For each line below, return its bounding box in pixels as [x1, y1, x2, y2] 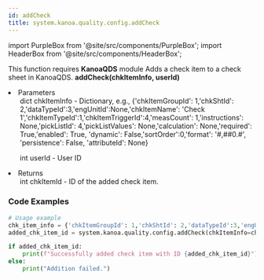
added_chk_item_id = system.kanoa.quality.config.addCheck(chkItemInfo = [8, 229, 251, 237]
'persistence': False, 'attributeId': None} [19, 138, 149, 147]
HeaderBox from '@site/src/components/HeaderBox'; [8, 49, 182, 58]
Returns [18, 168, 43, 178]
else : [8, 257, 26, 266]
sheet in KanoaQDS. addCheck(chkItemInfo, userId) [8, 72, 181, 82]
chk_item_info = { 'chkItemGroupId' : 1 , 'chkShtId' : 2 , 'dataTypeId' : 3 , [8, 221, 241, 229]
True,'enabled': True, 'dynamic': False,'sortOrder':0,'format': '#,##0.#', [19, 129, 246, 138]
